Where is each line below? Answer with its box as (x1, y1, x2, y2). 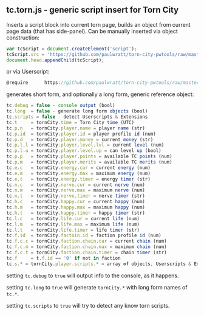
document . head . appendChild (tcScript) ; (6, 57, 104, 63)
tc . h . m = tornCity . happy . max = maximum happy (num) (6, 204, 146, 210)
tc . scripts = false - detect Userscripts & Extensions (6, 114, 148, 120)
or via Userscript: (6, 68, 50, 75)
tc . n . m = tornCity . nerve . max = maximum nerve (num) (6, 187, 146, 193)
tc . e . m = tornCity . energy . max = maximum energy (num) (6, 170, 151, 176)
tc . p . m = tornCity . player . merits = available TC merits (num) (6, 159, 172, 165)
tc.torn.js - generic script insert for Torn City (6, 5, 179, 15)
